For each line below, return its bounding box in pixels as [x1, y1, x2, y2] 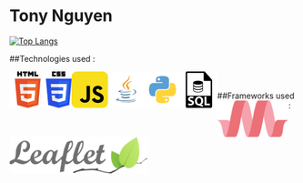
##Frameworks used [217, 90, 295, 101]
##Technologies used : [9, 53, 96, 64]
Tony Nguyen [9, 5, 114, 26]
